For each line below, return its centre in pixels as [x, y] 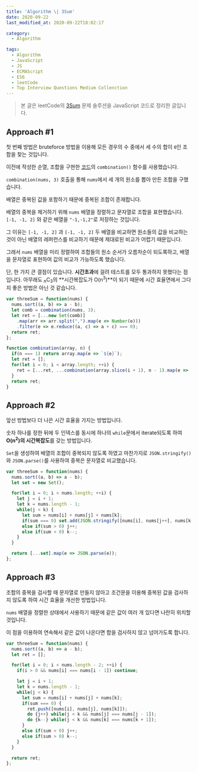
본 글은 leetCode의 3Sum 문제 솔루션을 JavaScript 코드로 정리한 [95, 106]
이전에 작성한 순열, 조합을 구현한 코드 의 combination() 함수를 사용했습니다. [92, 167]
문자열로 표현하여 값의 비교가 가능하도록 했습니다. [69, 259]
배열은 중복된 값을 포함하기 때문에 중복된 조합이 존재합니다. [74, 199]
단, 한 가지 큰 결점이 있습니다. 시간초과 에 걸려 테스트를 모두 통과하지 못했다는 [94, 272]
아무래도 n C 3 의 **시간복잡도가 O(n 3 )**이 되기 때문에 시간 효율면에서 [102, 280]
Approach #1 [30, 132]
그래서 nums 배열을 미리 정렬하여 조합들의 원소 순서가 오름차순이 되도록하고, [92, 251]
